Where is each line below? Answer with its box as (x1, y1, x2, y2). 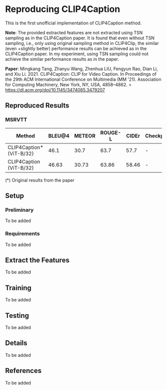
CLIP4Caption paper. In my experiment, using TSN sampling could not (5, 51, 149, 57)
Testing (5, 311, 29, 320)
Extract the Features (5, 256, 70, 264)
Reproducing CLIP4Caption (5, 3, 120, 15)
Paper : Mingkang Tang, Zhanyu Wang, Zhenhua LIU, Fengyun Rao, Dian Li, (5, 66, 158, 72)
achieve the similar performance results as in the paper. (5, 56, 119, 62)
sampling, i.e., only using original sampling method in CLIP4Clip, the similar (5, 40, 159, 46)
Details (5, 339, 27, 347)
